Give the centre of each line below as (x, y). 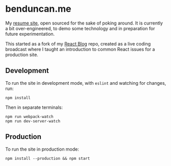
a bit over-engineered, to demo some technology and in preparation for (80, 28)
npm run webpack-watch (29, 116)
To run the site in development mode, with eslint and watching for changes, (86, 83)
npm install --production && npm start (48, 158)
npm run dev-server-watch (33, 121)
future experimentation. (30, 34)
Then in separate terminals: (34, 107)
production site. (22, 55)
